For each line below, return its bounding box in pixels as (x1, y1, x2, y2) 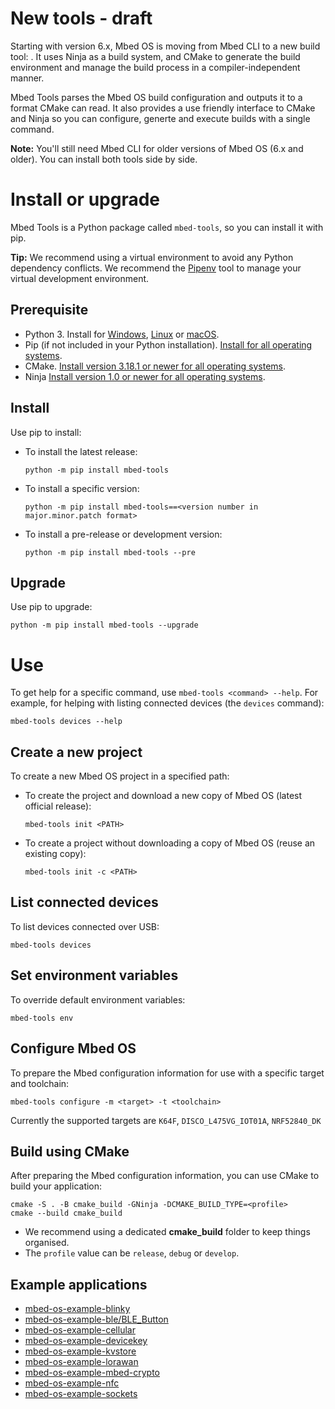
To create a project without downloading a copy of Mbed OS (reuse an (24, 837, 316, 849)
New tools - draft (10, 7, 153, 30)
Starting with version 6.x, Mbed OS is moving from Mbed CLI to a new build (10, 40, 321, 52)
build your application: (10, 1180, 103, 1192)
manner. (10, 72, 45, 84)
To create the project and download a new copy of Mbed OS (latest (24, 790, 303, 802)
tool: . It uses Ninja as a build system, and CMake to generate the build (10, 50, 301, 62)
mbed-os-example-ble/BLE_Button (24, 1313, 169, 1326)
